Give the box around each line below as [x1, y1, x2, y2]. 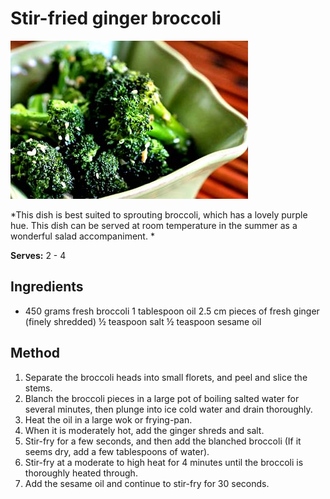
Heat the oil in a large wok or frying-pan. [24, 413, 193, 426]
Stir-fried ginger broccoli [10, 7, 222, 30]
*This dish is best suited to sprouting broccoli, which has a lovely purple [10, 208, 308, 221]
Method [10, 345, 61, 362]
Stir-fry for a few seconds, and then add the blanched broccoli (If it [24, 435, 302, 447]
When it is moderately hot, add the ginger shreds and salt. [24, 424, 265, 436]
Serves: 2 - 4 [10, 249, 67, 261]
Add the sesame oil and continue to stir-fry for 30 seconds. [24, 477, 270, 489]
